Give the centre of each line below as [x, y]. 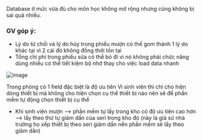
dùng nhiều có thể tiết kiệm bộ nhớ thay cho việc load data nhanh [97, 64]
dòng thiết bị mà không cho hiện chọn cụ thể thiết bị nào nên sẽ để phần [97, 93]
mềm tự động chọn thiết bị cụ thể [48, 100]
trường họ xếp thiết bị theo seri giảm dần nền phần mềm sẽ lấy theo [99, 124]
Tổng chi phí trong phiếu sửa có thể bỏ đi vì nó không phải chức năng [102, 57]
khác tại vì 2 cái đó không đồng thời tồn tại [68, 50]
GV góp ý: [21, 31]
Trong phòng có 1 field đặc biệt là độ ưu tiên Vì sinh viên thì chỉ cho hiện [96, 87]
